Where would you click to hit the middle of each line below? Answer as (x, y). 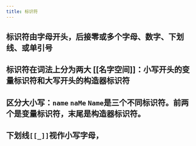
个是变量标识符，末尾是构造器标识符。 (76, 113)
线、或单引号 (29, 48)
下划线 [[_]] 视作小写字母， (55, 136)
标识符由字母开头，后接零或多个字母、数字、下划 (95, 37)
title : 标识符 (22, 11)
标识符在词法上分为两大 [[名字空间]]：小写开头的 (94, 70)
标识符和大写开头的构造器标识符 (72, 81)
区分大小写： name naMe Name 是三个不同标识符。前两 (97, 103)
